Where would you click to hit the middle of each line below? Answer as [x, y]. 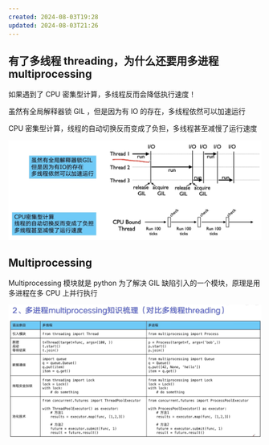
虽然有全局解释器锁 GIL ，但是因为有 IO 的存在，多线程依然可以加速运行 [127, 112]
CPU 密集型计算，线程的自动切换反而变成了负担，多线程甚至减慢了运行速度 [133, 129]
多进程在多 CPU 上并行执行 [53, 292]
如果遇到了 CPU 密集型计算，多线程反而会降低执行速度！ [102, 94]
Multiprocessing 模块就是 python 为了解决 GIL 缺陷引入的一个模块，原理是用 [134, 283]
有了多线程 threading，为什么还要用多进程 [114, 61]
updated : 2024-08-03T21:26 [53, 25]
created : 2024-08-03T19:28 [53, 17]
